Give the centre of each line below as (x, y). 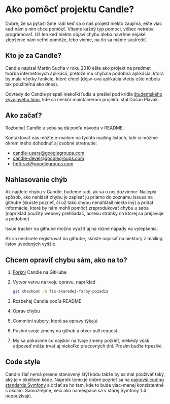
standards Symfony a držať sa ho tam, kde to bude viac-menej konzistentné (84, 385)
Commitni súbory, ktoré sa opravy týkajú (55, 321)
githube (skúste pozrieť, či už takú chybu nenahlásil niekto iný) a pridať (79, 203)
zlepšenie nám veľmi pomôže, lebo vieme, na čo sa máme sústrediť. (76, 40)
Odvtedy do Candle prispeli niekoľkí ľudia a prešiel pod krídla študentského (84, 94)
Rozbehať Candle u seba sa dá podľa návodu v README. (65, 128)
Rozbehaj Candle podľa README (47, 301)
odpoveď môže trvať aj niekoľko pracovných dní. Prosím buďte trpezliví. (88, 346)
